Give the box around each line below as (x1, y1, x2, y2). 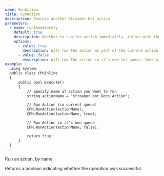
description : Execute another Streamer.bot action (5, 16, 110, 21)
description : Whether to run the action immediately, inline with (14, 35, 152, 40)
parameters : (5, 21, 29, 26)
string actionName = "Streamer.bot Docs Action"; (26, 93, 130, 98)
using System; (9, 66, 38, 71)
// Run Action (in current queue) (26, 102, 97, 108)
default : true (14, 30, 42, 35)
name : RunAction (5, 7, 38, 12)
